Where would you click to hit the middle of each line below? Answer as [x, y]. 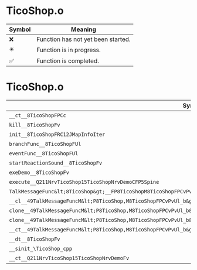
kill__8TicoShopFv [35, 125]
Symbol [20, 29]
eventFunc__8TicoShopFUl [44, 153]
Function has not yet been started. [83, 39]
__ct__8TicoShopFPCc [38, 115]
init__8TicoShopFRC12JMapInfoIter [57, 134]
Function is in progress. [68, 50]
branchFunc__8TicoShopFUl [45, 144]
